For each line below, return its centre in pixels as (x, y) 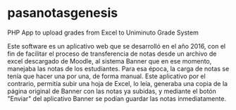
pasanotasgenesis (63, 13)
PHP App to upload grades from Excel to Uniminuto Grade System (103, 32)
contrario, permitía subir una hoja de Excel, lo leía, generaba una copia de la (117, 83)
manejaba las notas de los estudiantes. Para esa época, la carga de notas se (118, 68)
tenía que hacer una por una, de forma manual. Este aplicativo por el (106, 76)
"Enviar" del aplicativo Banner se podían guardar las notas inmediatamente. (117, 98)
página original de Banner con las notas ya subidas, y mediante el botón (112, 91)
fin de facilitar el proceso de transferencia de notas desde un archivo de (112, 54)
